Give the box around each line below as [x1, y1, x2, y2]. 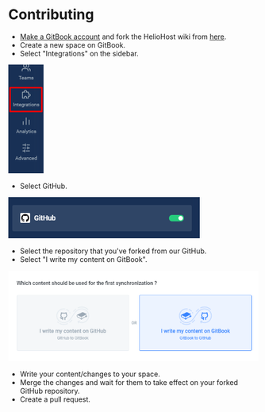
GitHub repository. [19, 386, 80, 395]
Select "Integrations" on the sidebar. [19, 48, 139, 58]
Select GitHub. [19, 181, 67, 191]
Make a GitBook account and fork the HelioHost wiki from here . [19, 32, 227, 41]
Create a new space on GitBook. [19, 40, 125, 49]
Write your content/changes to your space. [19, 369, 160, 379]
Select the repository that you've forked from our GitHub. [19, 246, 207, 256]
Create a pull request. [19, 395, 91, 404]
